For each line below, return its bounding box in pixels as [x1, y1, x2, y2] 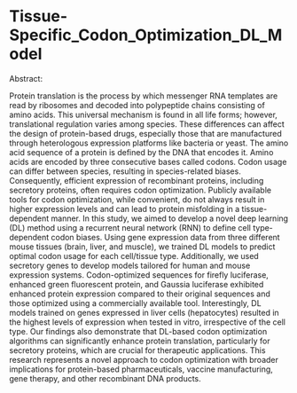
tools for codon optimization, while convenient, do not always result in [9, 193, 265, 205]
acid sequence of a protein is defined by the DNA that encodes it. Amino [9, 146, 274, 157]
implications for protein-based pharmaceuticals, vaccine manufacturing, [9, 364, 273, 374]
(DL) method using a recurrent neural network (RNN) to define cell [9, 222, 251, 232]
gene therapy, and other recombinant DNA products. [9, 373, 201, 383]
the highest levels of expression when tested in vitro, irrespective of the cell [9, 317, 286, 327]
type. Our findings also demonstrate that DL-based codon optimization [9, 326, 268, 336]
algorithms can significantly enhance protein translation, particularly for [9, 335, 270, 346]
